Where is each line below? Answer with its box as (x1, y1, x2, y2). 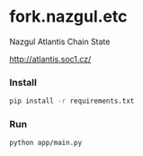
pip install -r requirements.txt (9, 96, 135, 106)
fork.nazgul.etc (9, 6, 128, 27)
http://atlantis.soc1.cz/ (9, 53, 92, 64)
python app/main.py (9, 138, 83, 148)
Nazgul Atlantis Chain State (9, 36, 111, 47)
